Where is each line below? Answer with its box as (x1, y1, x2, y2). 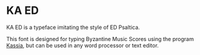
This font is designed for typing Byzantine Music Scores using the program (6, 35, 195, 42)
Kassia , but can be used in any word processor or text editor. (6, 42, 159, 49)
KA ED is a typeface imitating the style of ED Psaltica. (6, 24, 140, 31)
